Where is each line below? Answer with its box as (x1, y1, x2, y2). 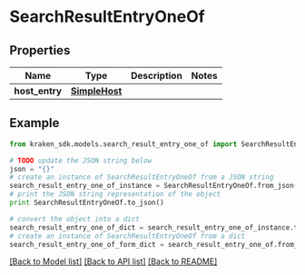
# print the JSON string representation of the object (9, 190, 221, 199)
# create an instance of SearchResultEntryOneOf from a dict (9, 231, 246, 241)
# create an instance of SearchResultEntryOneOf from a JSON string (9, 172, 274, 182)
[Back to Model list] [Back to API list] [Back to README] (9, 256, 218, 267)
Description (130, 70, 183, 82)
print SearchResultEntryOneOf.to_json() (9, 198, 165, 208)
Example (9, 115, 60, 131)
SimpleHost (70, 84, 123, 97)
